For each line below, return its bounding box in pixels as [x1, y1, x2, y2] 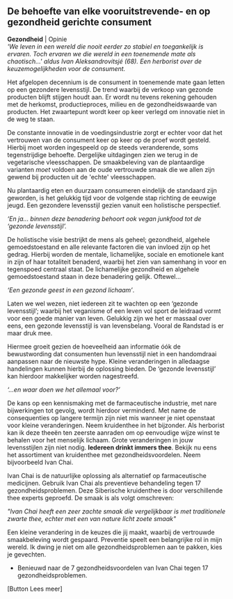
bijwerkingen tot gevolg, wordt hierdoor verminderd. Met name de [7, 406, 196, 415]
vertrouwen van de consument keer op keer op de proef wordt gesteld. [7, 136, 211, 144]
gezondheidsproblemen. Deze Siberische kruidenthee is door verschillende [7, 486, 223, 495]
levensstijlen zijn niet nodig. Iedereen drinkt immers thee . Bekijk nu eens [7, 443, 217, 452]
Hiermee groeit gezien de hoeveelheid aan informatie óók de [7, 342, 181, 351]
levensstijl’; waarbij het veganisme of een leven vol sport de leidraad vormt [7, 306, 221, 315]
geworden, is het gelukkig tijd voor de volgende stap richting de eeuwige [7, 193, 216, 202]
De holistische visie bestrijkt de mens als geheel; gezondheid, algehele [7, 235, 210, 243]
